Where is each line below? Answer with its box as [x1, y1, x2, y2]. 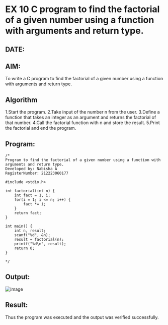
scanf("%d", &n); [14, 233, 51, 238]
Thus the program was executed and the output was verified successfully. [5, 314, 159, 320]
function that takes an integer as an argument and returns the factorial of [5, 115, 156, 121]
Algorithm [5, 95, 38, 104]
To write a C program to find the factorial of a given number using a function [5, 76, 163, 82]
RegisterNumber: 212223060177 [5, 171, 69, 176]
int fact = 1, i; [14, 193, 51, 198]
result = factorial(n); [14, 237, 64, 242]
